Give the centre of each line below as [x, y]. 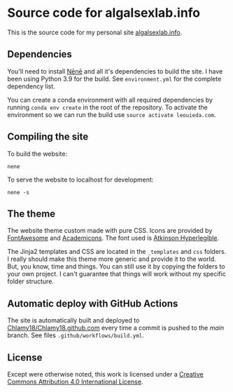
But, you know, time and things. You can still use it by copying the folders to [116, 266]
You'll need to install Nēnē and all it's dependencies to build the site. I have [115, 71]
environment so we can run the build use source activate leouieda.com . [112, 114]
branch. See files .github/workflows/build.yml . [76, 335]
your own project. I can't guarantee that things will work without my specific [116, 274]
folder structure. [31, 281]
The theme [31, 214]
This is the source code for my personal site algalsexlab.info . [95, 32]
